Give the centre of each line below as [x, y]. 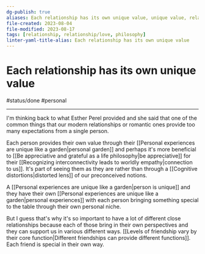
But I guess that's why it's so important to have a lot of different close [94, 218]
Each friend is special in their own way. [56, 244]
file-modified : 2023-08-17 [41, 29]
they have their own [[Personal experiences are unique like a [82, 194]
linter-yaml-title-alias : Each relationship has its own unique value [98, 40]
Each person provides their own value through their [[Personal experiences [101, 143]
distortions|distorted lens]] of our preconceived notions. [77, 175]
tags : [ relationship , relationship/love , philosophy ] [76, 35]
